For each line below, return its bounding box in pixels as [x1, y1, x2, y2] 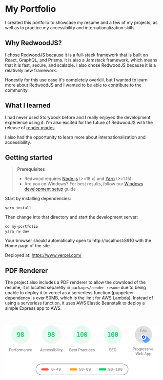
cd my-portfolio [5, 224, 38, 229]
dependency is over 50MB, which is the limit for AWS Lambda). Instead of [5, 295, 154, 301]
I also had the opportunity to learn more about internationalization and [5, 134, 146, 140]
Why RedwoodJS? [5, 39, 62, 47]
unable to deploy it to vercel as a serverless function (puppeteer [5, 290, 134, 296]
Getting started [5, 153, 53, 161]
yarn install [5, 206, 32, 211]
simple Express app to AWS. [5, 305, 62, 311]
